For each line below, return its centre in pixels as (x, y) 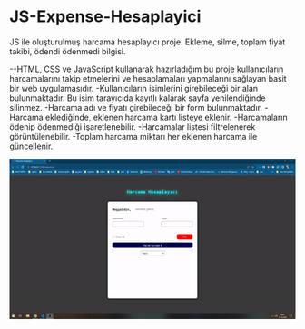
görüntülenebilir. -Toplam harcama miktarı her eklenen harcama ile (133, 136)
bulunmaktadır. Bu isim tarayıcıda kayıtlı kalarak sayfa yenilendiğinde (138, 98)
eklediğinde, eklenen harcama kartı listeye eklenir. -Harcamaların (166, 117)
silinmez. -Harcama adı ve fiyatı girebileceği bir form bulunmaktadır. (136, 107)
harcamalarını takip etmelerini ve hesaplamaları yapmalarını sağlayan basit (148, 78)
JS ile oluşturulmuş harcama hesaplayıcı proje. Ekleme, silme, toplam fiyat (148, 42)
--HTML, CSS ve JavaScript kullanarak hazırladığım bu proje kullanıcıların (147, 69)
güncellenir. (31, 146)
